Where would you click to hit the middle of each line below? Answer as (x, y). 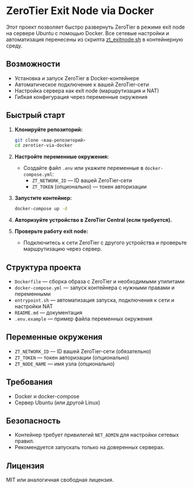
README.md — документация (49, 312)
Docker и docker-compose (47, 396)
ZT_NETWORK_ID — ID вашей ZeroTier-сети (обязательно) (83, 351)
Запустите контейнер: (43, 198)
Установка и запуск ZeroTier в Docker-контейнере (77, 78)
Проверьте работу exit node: (51, 231)
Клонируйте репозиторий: (49, 129)
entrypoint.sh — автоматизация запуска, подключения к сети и (94, 300)
